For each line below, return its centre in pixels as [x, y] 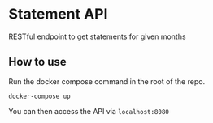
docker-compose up [39, 96]
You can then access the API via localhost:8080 [89, 111]
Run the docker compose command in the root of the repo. [107, 81]
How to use [37, 62]
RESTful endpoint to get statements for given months [97, 36]
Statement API [58, 14]
